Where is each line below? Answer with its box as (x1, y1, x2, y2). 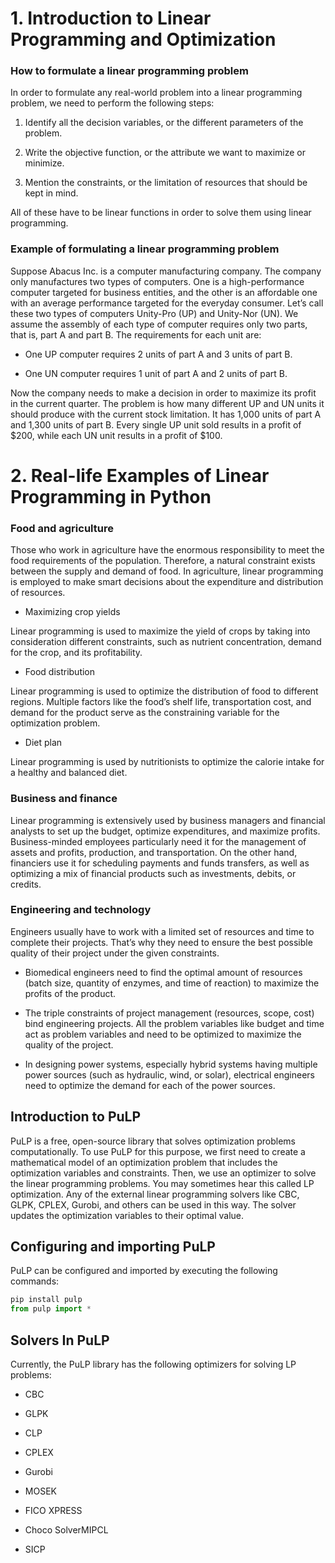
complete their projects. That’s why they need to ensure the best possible (10, 936, 313, 948)
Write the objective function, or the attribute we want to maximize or (24, 147, 306, 159)
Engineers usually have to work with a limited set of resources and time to (10, 925, 315, 937)
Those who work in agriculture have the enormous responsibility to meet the (10, 544, 325, 556)
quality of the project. (24, 1038, 114, 1051)
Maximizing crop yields (24, 606, 121, 618)
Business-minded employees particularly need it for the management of (10, 835, 307, 847)
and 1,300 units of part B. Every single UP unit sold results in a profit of (10, 418, 302, 431)
